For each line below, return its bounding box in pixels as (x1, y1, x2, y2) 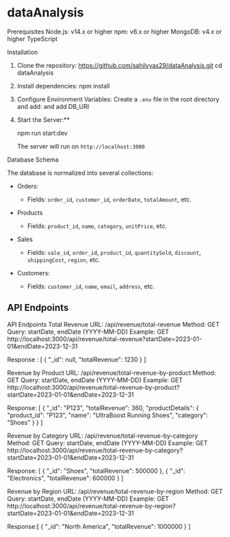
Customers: (16, 268, 50, 277)
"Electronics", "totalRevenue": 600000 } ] (7, 474, 124, 482)
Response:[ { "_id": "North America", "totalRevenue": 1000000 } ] (7, 522, 191, 530)
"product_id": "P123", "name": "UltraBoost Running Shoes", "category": (7, 411, 208, 419)
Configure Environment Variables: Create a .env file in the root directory (16, 95, 220, 103)
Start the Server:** (16, 115, 70, 124)
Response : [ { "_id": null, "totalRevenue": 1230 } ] (7, 355, 146, 364)
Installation (7, 48, 38, 56)
